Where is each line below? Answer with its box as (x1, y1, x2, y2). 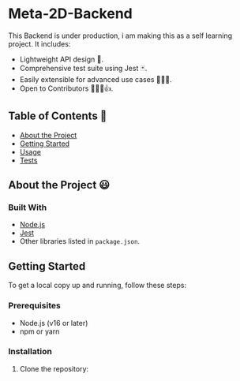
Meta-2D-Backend (8, 5, 133, 23)
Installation (8, 346, 53, 357)
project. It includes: (8, 39, 71, 48)
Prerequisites (8, 301, 61, 312)
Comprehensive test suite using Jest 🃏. (19, 63, 148, 73)
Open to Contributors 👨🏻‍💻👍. (19, 84, 114, 93)
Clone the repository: (19, 364, 89, 373)
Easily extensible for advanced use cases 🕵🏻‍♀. (19, 74, 172, 84)
